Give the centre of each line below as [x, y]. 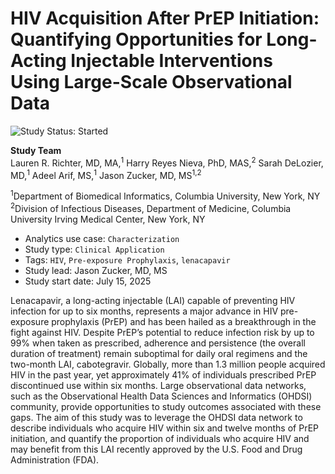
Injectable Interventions [171, 61]
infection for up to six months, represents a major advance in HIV [144, 311]
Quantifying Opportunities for [136, 39]
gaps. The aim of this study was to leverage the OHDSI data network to [156, 417]
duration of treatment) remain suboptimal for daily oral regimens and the [159, 353]
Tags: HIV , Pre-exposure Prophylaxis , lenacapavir [127, 259]
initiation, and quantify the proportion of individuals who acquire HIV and [160, 438]
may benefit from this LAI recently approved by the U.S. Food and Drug [156, 449]
